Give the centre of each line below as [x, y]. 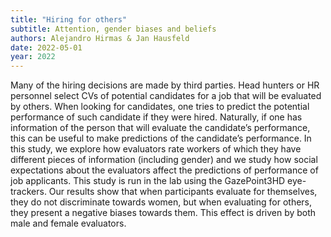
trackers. [28, 192]
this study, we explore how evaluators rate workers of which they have [156, 149]
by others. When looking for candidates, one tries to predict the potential [160, 107]
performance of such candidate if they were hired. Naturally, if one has [156, 117]
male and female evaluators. [68, 223]
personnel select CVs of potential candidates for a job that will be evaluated [166, 96]
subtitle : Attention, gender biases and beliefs [113, 29]
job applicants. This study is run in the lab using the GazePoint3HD [148, 181]
